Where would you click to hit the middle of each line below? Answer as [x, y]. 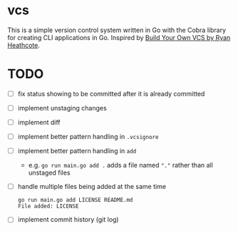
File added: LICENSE [48, 206]
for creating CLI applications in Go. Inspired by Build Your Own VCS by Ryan [119, 37]
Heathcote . [24, 45]
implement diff [39, 122]
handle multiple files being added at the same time [92, 187]
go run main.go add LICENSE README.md [75, 200]
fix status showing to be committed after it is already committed [111, 93]
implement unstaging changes [62, 108]
